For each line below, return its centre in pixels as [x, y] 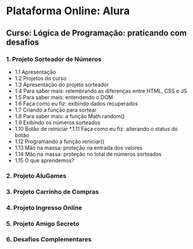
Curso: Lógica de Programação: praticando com [96, 33]
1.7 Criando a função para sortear [55, 110]
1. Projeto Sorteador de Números [54, 59]
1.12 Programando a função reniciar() [59, 141]
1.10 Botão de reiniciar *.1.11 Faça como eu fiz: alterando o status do [96, 128]
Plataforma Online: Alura [68, 11]
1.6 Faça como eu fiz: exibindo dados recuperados [76, 103]
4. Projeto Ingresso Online [44, 207]
